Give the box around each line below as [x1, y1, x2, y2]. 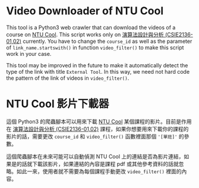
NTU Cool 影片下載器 [6, 97, 109, 111]
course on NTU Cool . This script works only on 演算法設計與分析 [6, 31, 165, 38]
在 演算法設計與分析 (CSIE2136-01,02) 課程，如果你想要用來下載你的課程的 [6, 125, 189, 132]
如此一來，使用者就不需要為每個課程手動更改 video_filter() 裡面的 [16, 168, 182, 175]
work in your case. [6, 50, 52, 57]
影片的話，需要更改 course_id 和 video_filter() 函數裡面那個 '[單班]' [6, 133, 178, 140]
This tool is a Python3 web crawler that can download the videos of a [6, 24, 176, 31]
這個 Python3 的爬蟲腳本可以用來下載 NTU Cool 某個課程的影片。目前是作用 [6, 118, 192, 125]
